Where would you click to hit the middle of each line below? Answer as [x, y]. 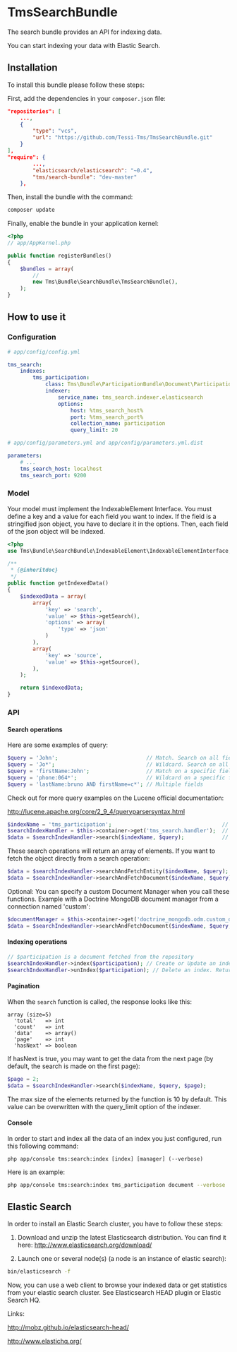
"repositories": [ [34, 111]
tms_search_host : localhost [61, 469]
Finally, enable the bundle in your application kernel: [83, 224]
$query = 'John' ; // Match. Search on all [113, 758]
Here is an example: [36, 1172]
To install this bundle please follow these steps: [76, 85]
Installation [32, 68]
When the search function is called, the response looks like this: [100, 1001]
